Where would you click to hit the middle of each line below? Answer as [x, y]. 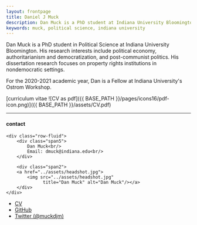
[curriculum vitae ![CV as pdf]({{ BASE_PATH [60, 99]
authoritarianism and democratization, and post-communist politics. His [92, 57]
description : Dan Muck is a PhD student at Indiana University [85, 22]
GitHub [23, 210]
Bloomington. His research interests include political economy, [81, 51]
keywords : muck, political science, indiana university [76, 28]
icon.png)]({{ [22, 105]
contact [16, 123]
